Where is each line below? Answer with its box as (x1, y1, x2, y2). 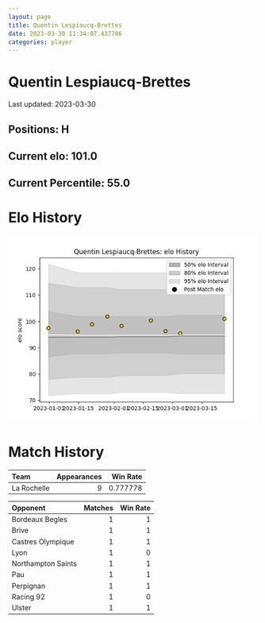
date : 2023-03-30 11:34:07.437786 (8, 29, 123, 37)
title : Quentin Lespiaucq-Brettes (8, 21, 123, 29)
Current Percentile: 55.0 (8, 176, 131, 190)
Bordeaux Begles (11, 515, 67, 524)
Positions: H (8, 122, 70, 136)
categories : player (8, 38, 73, 46)
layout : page (8, 13, 52, 21)
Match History (8, 443, 105, 461)
